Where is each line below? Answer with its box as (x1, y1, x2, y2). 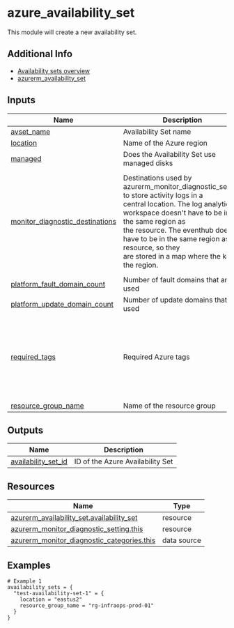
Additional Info (7, 48, 73, 60)
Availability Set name (123, 127, 192, 137)
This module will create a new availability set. (7, 28, 137, 36)
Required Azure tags (123, 352, 190, 362)
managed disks (123, 158, 173, 168)
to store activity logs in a (123, 190, 203, 200)
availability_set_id (10, 457, 68, 466)
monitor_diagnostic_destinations (10, 216, 117, 226)
